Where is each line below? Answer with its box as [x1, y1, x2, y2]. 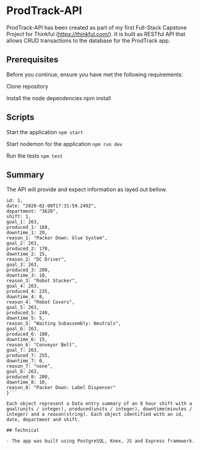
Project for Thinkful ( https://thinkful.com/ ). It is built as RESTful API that [6, 30, 186, 37]
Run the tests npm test [6, 152, 63, 159]
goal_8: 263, [6, 369, 40, 375]
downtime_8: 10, [6, 379, 48, 385]
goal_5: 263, [6, 305, 40, 311]
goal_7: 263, [6, 347, 40, 354]
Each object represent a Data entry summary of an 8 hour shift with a [6, 401, 192, 407]
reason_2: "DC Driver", [6, 256, 67, 263]
